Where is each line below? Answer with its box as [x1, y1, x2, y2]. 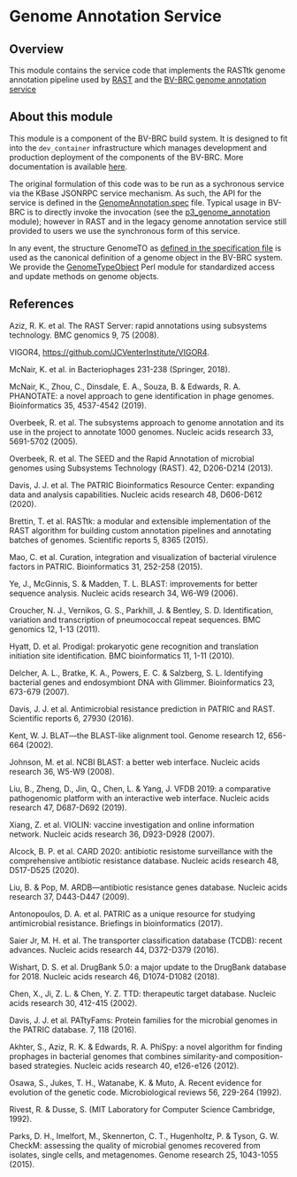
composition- [234, 1050, 284, 1061]
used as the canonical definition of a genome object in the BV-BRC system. [9, 252, 283, 262]
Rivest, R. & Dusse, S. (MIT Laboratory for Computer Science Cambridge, [9, 1103, 276, 1114]
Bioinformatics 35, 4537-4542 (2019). [9, 400, 148, 410]
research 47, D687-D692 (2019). [9, 802, 127, 813]
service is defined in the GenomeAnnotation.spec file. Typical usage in [9, 197, 267, 207]
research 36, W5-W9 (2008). [9, 766, 115, 776]
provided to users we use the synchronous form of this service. [9, 225, 240, 236]
